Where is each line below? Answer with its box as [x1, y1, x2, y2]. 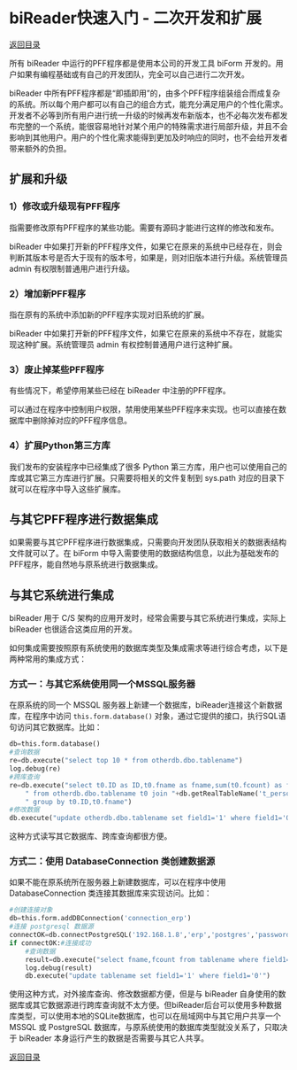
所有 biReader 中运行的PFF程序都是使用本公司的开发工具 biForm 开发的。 [9, 58, 276, 68]
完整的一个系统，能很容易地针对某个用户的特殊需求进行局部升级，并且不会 [16, 120, 288, 131]
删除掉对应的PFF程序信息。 [32, 415, 133, 426]
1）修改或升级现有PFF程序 [9, 200, 121, 213]
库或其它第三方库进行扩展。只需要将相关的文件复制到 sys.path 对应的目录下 [9, 472, 285, 483]
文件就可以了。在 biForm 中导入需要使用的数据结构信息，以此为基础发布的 [9, 548, 279, 559]
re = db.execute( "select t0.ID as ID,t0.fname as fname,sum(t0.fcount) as [9, 780, 283, 789]
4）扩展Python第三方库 [9, 439, 110, 452]
